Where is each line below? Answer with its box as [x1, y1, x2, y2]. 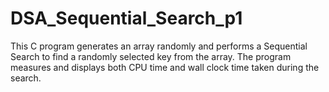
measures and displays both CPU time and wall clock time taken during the [10, 61, 320, 73]
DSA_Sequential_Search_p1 [10, 7, 243, 30]
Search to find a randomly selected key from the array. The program [10, 50, 292, 62]
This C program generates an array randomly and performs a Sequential [10, 40, 308, 52]
